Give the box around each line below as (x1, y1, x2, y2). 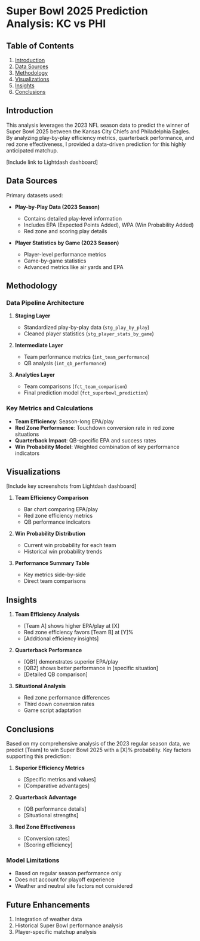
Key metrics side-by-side (23, 571, 86, 578)
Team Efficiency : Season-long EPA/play (14, 417, 115, 425)
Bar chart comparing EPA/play (23, 506, 99, 513)
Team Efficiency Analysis (14, 611, 79, 618)
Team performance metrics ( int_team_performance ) (23, 353, 150, 360)
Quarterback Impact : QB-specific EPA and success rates (14, 436, 156, 444)
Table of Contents (6, 41, 75, 51)
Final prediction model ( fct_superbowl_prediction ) (23, 389, 148, 396)
